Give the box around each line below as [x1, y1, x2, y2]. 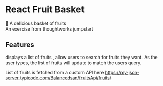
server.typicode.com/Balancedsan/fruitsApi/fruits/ [5, 75, 112, 81]
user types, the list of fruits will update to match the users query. [5, 60, 142, 66]
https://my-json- [105, 69, 140, 75]
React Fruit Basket [5, 4, 85, 15]
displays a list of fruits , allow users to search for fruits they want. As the [5, 54, 158, 60]
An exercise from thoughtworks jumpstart [5, 25, 93, 32]
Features [5, 41, 34, 49]
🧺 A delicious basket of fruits [5, 20, 67, 26]
